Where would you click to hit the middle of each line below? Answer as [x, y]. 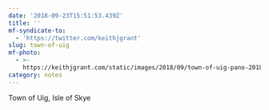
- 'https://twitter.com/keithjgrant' [78, 38]
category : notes [35, 75]
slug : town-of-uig [39, 45]
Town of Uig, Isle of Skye [50, 97]
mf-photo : [25, 53]
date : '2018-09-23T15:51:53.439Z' [66, 16]
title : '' [25, 23]
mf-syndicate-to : [37, 30]
